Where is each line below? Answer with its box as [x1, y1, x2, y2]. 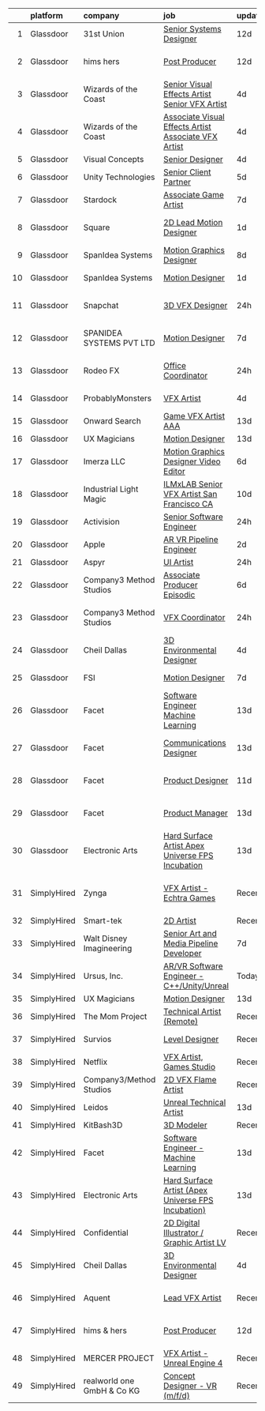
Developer [162, 948, 203, 958]
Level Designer [162, 1034, 219, 1044]
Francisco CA [162, 499, 214, 509]
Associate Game [162, 190, 225, 200]
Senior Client [162, 167, 211, 177]
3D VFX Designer [162, 300, 228, 310]
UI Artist [162, 557, 194, 567]
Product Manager [162, 807, 229, 818]
